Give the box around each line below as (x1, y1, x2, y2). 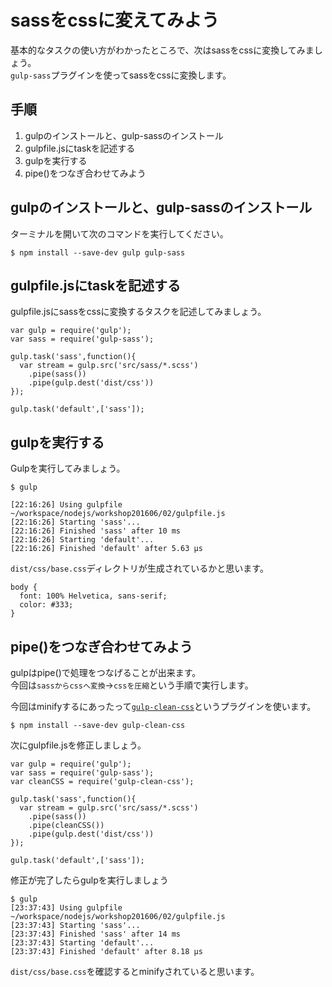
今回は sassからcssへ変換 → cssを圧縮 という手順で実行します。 (10, 679, 254, 691)
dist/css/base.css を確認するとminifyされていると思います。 (10, 966, 260, 977)
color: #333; (19, 600, 74, 610)
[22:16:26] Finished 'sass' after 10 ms (10, 526, 182, 536)
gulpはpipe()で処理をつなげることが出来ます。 (10, 667, 202, 678)
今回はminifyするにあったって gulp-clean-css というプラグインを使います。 (10, 701, 317, 712)
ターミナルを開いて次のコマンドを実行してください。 (10, 227, 229, 240)
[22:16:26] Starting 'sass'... (10, 517, 141, 528)
